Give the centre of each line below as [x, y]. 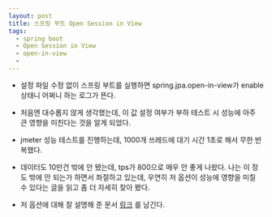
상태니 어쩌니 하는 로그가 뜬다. [68, 95]
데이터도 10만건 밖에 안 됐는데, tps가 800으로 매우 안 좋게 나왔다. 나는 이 [135, 167]
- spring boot [39, 38]
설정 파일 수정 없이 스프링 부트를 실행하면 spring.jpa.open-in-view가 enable [142, 85]
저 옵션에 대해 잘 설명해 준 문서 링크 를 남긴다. [93, 204]
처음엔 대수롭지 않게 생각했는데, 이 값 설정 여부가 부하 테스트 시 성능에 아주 [138, 112]
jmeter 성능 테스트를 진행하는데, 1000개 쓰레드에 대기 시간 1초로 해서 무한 [136, 139]
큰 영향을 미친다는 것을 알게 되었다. [76, 122]
